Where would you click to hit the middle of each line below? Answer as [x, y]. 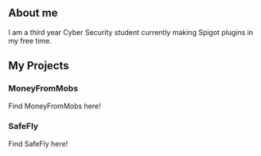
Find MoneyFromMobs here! [55, 106]
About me [33, 13]
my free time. [30, 41]
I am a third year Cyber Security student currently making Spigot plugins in [131, 32]
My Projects [39, 66]
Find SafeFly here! [38, 143]
